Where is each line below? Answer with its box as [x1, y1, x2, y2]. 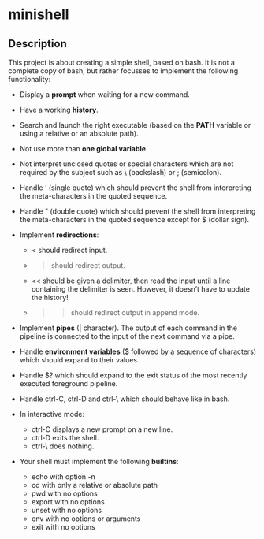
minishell [8, 6, 69, 24]
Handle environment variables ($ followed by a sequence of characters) [19, 347, 257, 356]
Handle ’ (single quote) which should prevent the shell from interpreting [19, 183, 252, 192]
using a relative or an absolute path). [19, 128, 139, 138]
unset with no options [31, 506, 102, 515]
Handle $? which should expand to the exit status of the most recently [19, 370, 247, 380]
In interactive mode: [19, 410, 85, 418]
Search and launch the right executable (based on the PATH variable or [19, 121, 251, 129]
